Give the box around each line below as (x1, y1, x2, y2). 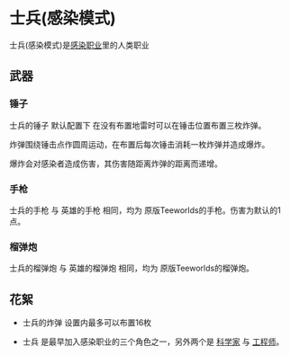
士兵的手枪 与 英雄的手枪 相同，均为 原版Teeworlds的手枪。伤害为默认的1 (9, 204, 281, 216)
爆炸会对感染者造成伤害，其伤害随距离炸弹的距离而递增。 (9, 158, 222, 169)
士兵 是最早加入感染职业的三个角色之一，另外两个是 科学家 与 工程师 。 (22, 336, 285, 347)
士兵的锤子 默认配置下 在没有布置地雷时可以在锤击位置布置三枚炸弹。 (9, 120, 267, 130)
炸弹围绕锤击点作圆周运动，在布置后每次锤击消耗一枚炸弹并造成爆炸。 (9, 138, 270, 149)
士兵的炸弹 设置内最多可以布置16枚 (22, 317, 152, 328)
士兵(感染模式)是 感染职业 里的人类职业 (9, 40, 150, 50)
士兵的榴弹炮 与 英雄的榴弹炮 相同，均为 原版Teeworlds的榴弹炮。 (9, 262, 255, 274)
